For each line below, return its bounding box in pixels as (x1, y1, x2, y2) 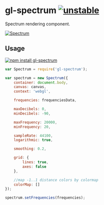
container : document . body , (14, 80, 68, 85)
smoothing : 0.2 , (14, 146, 47, 152)
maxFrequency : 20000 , (14, 120, 57, 125)
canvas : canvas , (14, 85, 47, 89)
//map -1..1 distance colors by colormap (14, 177, 98, 182)
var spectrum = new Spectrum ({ (5, 75, 68, 80)
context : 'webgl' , (14, 89, 51, 94)
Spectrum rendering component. (5, 21, 70, 27)
